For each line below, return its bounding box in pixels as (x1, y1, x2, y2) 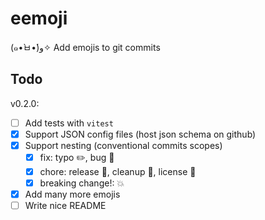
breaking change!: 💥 (39, 177, 125, 189)
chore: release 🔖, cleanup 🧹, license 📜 (39, 165, 197, 177)
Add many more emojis (24, 188, 121, 201)
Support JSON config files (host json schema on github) (24, 128, 257, 140)
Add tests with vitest (24, 117, 114, 129)
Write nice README (24, 200, 107, 212)
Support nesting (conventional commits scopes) (24, 139, 223, 151)
